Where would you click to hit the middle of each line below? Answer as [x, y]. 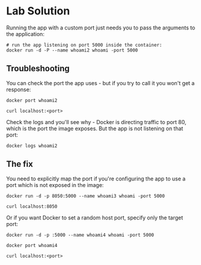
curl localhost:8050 [32, 206]
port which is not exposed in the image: [55, 185]
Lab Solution [38, 11]
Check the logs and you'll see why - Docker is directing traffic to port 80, [96, 122]
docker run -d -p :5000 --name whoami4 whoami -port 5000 [80, 235]
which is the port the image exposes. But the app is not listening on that [95, 128]
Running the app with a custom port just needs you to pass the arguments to [101, 28]
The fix [19, 164]
